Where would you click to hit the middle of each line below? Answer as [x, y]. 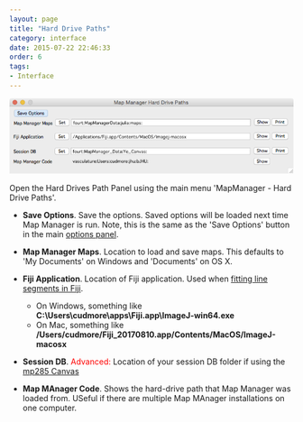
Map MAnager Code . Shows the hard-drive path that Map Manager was [156, 389]
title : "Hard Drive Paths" [60, 28]
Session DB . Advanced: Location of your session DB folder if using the [154, 362]
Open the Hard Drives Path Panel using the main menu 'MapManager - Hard [151, 188]
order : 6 [26, 57]
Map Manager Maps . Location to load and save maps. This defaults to [153, 252]
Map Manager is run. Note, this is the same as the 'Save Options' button [156, 225]
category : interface [48, 38]
